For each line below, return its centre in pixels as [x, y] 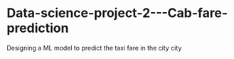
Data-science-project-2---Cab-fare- [117, 13]
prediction [38, 28]
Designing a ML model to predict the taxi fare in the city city [94, 48]
